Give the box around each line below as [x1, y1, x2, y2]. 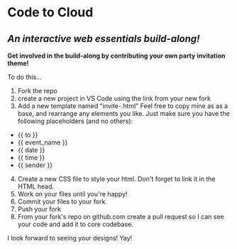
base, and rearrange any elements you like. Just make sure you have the [17, 110, 231, 117]
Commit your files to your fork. [17, 197, 108, 206]
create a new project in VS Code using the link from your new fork [17, 94, 211, 102]
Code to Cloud [7, 4, 94, 21]
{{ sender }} [17, 161, 53, 169]
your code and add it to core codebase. [17, 220, 133, 228]
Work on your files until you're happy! [17, 190, 128, 198]
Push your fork [17, 205, 62, 213]
